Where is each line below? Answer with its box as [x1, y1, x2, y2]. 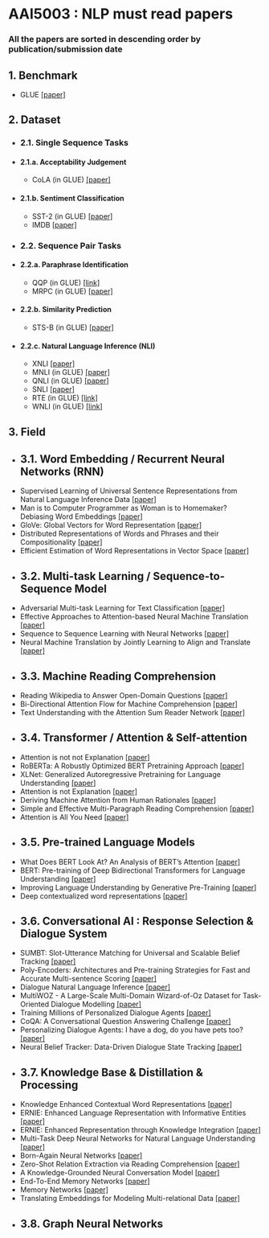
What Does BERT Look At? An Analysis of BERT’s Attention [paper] [19, 857, 241, 866]
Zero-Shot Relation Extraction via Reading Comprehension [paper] [19, 1159, 240, 1169]
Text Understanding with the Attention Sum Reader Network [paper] [19, 708, 246, 717]
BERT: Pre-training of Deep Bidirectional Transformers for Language [19, 866, 246, 875]
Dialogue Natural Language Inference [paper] [19, 982, 171, 992]
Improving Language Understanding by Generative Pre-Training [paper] [19, 882, 257, 892]
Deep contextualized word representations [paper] [19, 890, 188, 901]
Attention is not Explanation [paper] [19, 786, 138, 796]
